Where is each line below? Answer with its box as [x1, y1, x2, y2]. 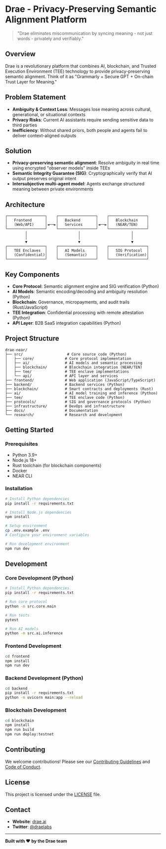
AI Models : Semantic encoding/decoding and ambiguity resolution [12, 289, 148, 295]
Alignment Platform [5, 14, 87, 25]
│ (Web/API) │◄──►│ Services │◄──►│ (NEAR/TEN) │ [5, 222, 149, 227]
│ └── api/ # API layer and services [5, 373, 119, 379]
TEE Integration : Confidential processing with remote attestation [12, 310, 144, 315]
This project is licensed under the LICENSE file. [5, 791, 101, 797]
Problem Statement [5, 93, 66, 102]
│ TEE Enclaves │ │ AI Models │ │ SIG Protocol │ [5, 248, 149, 253]
